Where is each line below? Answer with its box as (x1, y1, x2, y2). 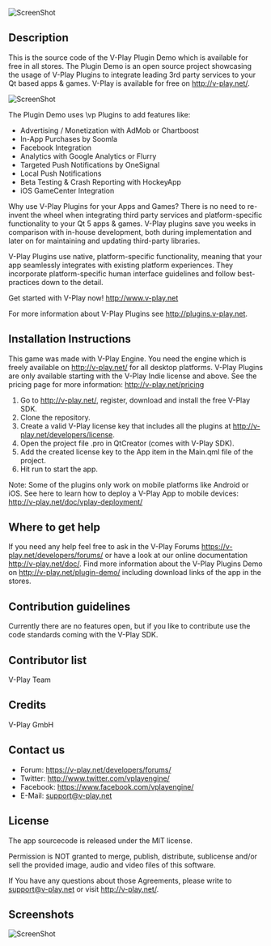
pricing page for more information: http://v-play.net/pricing (8, 379, 205, 389)
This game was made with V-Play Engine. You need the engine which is (8, 353, 247, 364)
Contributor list (8, 653, 87, 667)
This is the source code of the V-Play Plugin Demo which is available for (8, 53, 248, 62)
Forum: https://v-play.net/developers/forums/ (19, 765, 171, 774)
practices (8, 277, 40, 287)
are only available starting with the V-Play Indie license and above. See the (8, 371, 257, 381)
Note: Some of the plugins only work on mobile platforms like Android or (8, 479, 249, 489)
